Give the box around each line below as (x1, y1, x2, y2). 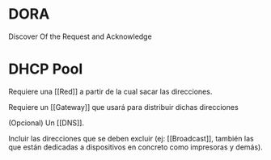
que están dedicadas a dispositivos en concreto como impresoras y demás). (8, 142, 263, 152)
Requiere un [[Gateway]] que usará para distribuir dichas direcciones (8, 102, 239, 112)
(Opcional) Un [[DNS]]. (8, 118, 85, 128)
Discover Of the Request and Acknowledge (8, 32, 152, 41)
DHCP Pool (8, 60, 83, 78)
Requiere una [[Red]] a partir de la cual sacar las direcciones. (8, 86, 213, 96)
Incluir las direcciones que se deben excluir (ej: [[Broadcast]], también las (8, 133, 254, 143)
